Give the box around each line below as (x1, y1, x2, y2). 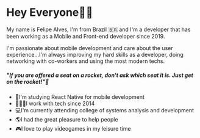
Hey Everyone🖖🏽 (6, 5, 93, 20)
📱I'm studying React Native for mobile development (15, 93, 145, 100)
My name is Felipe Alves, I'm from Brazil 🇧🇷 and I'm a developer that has (6, 26, 191, 33)
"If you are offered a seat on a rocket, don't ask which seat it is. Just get (6, 71, 193, 79)
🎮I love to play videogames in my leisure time (15, 125, 131, 132)
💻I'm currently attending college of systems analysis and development (15, 106, 194, 114)
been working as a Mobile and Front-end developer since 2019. (6, 32, 165, 40)
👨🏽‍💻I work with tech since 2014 (15, 100, 95, 107)
